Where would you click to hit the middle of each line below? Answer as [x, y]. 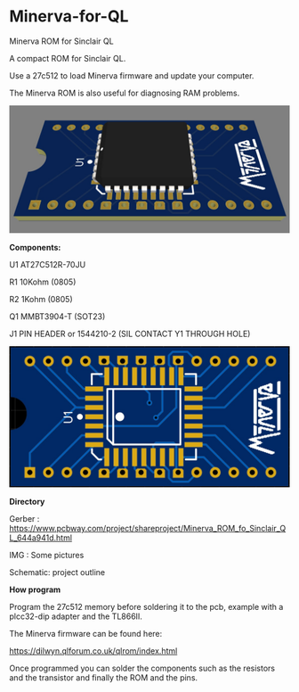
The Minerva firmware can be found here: [86, 634]
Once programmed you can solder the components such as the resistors [142, 668]
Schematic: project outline [57, 573]
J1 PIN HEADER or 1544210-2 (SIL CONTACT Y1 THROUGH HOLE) [130, 334]
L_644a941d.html [41, 538]
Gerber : [24, 519]
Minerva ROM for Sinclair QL [61, 41]
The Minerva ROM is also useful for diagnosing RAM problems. [125, 93]
